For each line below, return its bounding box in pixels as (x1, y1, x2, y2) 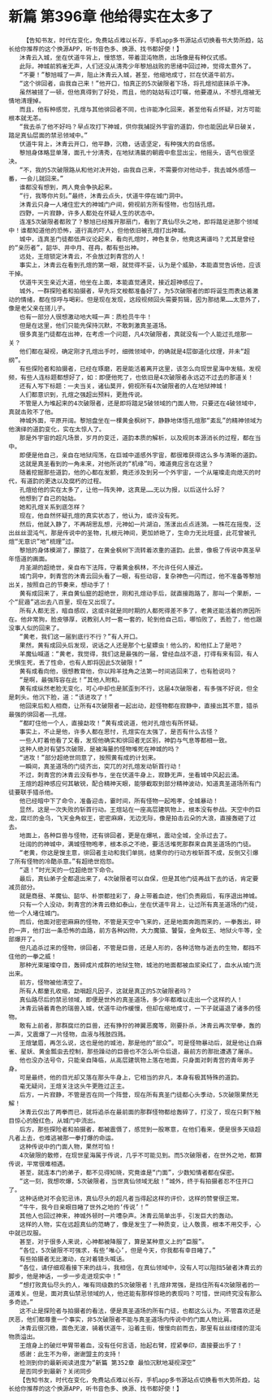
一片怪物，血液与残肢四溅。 (50, 1030, 130, 1038)
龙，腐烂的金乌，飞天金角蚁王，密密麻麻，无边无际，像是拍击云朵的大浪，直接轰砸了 (8, 814, 250, 822)
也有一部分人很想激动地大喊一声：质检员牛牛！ (19, 312, 153, 321)
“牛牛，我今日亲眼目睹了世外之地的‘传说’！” (19, 1203, 149, 1211)
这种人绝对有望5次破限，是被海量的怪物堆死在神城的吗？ (19, 745, 180, 753)
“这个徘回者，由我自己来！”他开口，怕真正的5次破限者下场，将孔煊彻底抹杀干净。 (19, 79, 254, 88)
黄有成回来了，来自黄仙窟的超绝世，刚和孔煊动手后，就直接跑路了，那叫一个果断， (19, 589, 256, 598)
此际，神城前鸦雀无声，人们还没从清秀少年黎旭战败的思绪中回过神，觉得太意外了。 (19, 62, 256, 70)
